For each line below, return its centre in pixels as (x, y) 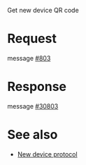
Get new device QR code (43, 10)
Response (37, 87)
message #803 (29, 58)
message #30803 (33, 106)
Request (32, 39)
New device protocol (48, 154)
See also (33, 135)
